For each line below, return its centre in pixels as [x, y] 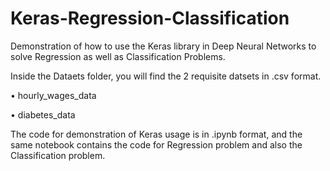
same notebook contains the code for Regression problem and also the [156, 144]
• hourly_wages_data [53, 95]
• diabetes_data [43, 114]
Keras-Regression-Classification [150, 18]
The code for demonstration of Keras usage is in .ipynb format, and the [156, 134]
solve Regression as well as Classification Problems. [118, 56]
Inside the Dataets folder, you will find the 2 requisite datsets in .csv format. [166, 76]
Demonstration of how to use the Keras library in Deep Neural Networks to [163, 46]
